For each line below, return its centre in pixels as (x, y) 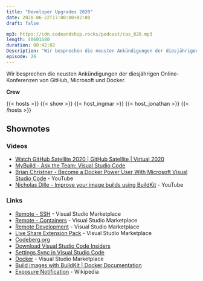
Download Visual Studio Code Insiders (63, 246)
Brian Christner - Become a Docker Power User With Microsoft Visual (101, 172)
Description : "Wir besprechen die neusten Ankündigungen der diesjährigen (102, 51)
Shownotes (28, 129)
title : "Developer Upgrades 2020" (50, 12)
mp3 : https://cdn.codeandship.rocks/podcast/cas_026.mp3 (79, 34)
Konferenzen (22, 80)
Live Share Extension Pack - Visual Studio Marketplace (83, 233)
